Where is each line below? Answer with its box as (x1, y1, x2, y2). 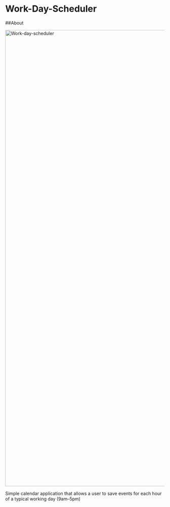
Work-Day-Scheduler (5, 3, 97, 15)
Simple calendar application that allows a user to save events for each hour (5, 490, 162, 496)
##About (5, 20, 24, 26)
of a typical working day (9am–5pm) (5, 495, 81, 502)
